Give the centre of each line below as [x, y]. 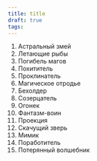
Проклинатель [39, 76]
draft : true [25, 20]
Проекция [33, 121]
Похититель [35, 69]
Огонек [29, 106]
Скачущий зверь [43, 128]
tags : [16, 26]
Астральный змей [44, 47]
